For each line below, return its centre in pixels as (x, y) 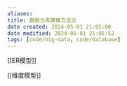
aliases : (20, 14)
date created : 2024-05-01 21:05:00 (59, 27)
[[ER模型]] (22, 61)
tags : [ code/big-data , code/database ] (64, 40)
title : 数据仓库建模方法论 (42, 20)
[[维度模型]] (24, 76)
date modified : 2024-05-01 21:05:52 (61, 33)
